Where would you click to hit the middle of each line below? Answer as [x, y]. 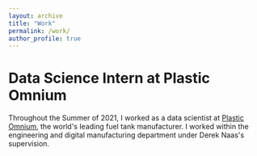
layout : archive [36, 16]
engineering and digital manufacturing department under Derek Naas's [126, 135]
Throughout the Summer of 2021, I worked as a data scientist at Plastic [126, 118]
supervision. [29, 144]
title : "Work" [32, 23]
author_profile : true [45, 38]
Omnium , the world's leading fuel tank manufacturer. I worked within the [128, 127]
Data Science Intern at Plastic [109, 78]
